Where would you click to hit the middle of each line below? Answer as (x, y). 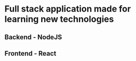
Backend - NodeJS (33, 37)
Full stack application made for (68, 9)
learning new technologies (59, 19)
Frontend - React (30, 53)
